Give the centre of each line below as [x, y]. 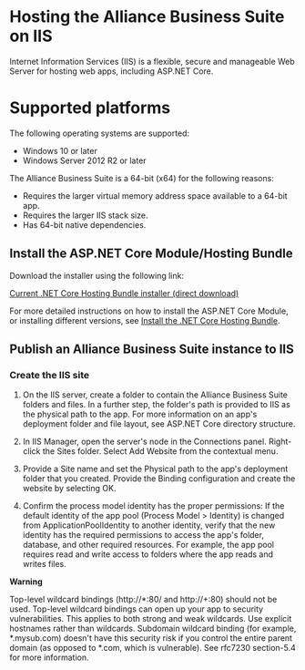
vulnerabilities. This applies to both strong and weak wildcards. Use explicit [151, 619]
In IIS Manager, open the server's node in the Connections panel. [144, 442]
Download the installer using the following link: [97, 275]
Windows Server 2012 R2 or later [85, 160]
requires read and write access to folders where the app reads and [148, 554]
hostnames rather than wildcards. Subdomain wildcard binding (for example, [153, 629]
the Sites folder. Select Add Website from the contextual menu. [160, 451]
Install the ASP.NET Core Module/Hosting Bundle [151, 254]
